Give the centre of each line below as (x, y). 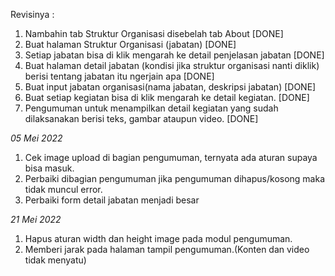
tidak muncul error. (63, 189)
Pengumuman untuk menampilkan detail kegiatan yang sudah (151, 108)
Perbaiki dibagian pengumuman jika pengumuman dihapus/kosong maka (175, 178)
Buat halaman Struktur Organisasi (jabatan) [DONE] (130, 44)
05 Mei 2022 (36, 138)
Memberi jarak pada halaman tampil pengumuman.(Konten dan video (167, 249)
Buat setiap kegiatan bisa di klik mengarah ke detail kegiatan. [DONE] (167, 97)
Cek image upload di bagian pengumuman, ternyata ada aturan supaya (171, 157)
